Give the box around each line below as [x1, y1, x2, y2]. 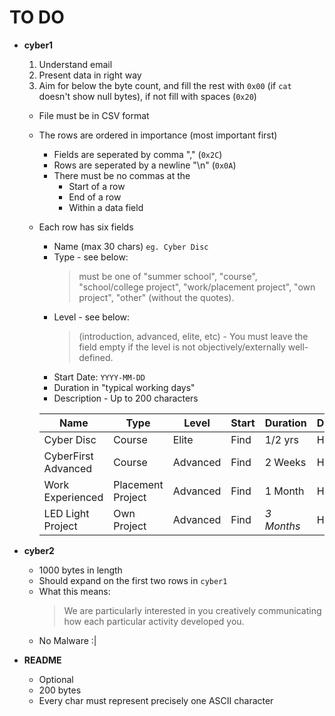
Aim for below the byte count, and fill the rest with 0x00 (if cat [38, 79, 292, 91]
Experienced [43, 490, 104, 504]
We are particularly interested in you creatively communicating [63, 604, 322, 616]
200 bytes [38, 684, 82, 696]
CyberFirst [43, 449, 94, 463]
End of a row [68, 191, 122, 203]
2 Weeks [264, 455, 307, 469]
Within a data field [68, 201, 144, 213]
